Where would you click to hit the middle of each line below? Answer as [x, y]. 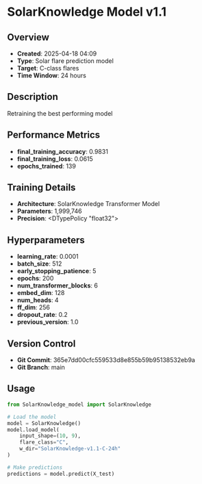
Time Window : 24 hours [52, 75]
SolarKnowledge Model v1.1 [87, 12]
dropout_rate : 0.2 [42, 315]
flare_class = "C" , [44, 442]
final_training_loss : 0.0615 [55, 159]
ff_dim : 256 [33, 307]
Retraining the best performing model [60, 113]
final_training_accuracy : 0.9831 [62, 151]
